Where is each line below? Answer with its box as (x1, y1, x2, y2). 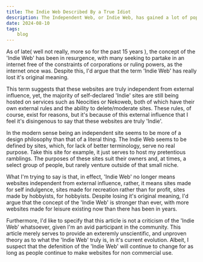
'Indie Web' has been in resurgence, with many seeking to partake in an (6, 54, 185, 62)
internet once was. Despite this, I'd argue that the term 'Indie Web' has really (6, 67, 197, 74)
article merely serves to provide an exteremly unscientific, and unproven (6, 230, 187, 237)
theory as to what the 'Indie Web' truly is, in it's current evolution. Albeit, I (6, 237, 189, 244)
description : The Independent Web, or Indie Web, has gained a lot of (6, 15, 188, 21)
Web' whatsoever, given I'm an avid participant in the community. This (6, 223, 181, 231)
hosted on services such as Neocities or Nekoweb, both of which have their (6, 98, 195, 106)
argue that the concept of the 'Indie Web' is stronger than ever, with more (6, 199, 189, 206)
